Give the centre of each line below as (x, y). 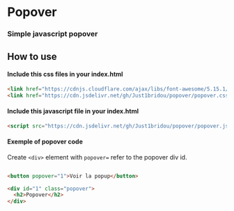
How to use (32, 56)
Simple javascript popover (53, 34)
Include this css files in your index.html (65, 75)
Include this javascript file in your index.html (73, 111)
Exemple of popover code (45, 142)
